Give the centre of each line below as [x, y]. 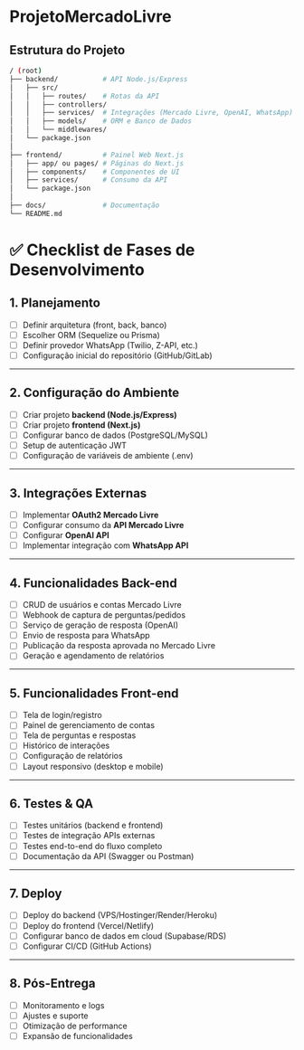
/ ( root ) [26, 71]
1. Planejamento [55, 303]
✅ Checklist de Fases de [102, 250]
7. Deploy [36, 894]
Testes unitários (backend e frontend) [93, 826]
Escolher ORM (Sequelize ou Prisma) [91, 335]
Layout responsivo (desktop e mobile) [93, 766]
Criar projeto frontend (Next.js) [81, 425]
